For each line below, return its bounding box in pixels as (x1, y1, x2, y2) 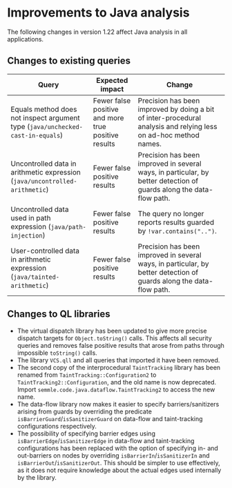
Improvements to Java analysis (7, 5, 190, 21)
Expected (96, 75, 128, 85)
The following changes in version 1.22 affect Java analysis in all (7, 28, 188, 36)
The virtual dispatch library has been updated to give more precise (17, 326, 207, 335)
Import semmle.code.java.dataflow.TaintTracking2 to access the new (17, 385, 215, 393)
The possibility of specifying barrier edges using (17, 429, 155, 438)
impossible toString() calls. (17, 349, 98, 357)
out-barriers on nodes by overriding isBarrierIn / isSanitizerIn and (17, 451, 210, 460)
